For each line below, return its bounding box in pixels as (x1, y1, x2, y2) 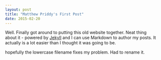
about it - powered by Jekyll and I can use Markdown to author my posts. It (5, 35, 156, 40)
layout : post (5, 7, 32, 12)
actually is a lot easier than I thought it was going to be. (5, 40, 116, 46)
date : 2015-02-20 (5, 16, 40, 21)
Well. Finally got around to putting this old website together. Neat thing (5, 30, 147, 36)
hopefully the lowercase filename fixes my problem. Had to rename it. (5, 49, 145, 55)
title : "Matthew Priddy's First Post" (5, 12, 84, 17)
